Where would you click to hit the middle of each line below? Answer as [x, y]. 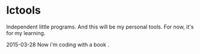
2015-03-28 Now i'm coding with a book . [58, 45]
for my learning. [26, 33]
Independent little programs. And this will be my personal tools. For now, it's [100, 27]
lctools [23, 10]
